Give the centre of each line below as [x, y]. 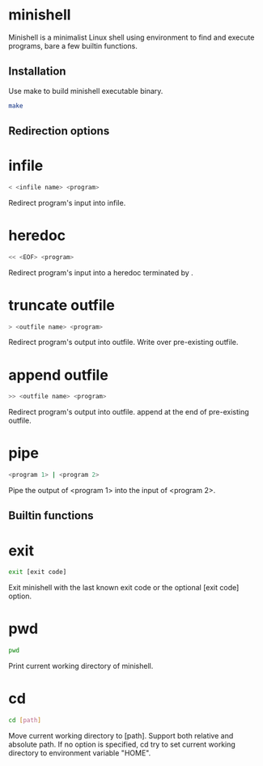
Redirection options [59, 131]
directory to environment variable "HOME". [80, 753]
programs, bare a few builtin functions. [73, 45]
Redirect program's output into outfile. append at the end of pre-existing [129, 412]
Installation [37, 72]
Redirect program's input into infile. [67, 202]
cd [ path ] [25, 721]
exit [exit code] [38, 572]
